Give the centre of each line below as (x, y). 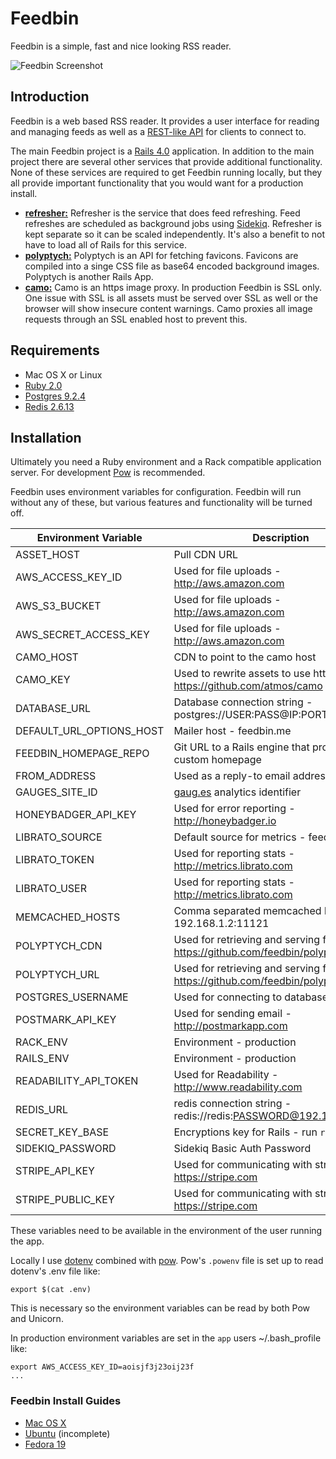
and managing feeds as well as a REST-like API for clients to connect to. (158, 131)
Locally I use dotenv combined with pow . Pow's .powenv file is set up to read (167, 1261)
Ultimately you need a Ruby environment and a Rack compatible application (166, 462)
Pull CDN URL (205, 555)
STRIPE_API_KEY (55, 1171)
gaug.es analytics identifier (237, 792)
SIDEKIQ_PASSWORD (66, 1149)
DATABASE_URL (53, 709)
